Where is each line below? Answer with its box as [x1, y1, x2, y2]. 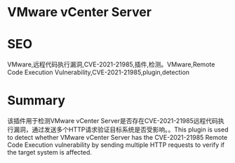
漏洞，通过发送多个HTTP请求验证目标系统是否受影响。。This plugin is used [13, 125, 229, 134]
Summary [7, 92, 65, 108]
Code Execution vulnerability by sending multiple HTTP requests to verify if [7, 141, 225, 149]
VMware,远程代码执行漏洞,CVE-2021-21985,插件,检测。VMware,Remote [7, 60, 215, 69]
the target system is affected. [7, 148, 93, 157]
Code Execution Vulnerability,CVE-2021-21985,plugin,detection [7, 68, 190, 77]
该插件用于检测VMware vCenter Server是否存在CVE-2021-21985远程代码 [7, 117, 219, 125]
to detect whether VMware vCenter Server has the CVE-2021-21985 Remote [7, 134, 228, 142]
